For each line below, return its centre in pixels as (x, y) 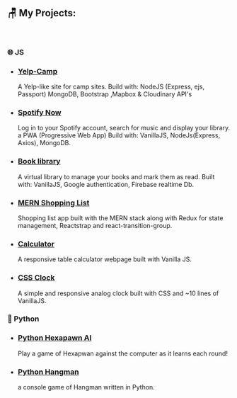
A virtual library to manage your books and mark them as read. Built (116, 176)
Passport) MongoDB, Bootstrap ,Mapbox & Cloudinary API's (105, 94)
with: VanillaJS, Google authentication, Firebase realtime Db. (106, 184)
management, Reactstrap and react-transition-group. (95, 225)
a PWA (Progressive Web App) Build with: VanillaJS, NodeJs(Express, (119, 135)
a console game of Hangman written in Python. (86, 387)
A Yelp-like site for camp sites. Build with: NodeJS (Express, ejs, (111, 87)
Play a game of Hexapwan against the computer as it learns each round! (123, 353)
